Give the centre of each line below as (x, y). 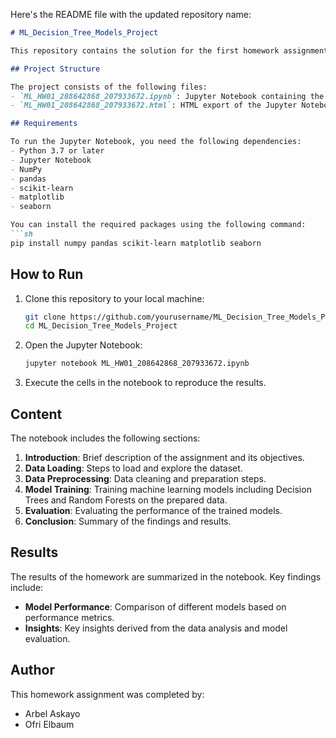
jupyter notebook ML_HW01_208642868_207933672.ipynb (137, 364)
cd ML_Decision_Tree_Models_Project (101, 326)
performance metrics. (69, 617)
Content (36, 414)
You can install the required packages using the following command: (158, 225)
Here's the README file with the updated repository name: (131, 14)
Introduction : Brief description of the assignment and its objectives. (164, 457)
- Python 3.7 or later (57, 151)
